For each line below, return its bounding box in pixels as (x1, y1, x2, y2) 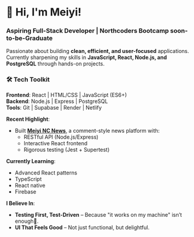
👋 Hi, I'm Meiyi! (6, 5, 82, 19)
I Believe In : (6, 199, 36, 207)
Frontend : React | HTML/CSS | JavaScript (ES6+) (6, 91, 128, 98)
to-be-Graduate (6, 34, 53, 42)
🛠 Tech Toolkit (6, 76, 50, 84)
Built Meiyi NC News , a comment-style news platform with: (14, 127, 160, 134)
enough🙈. (14, 217, 39, 224)
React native (14, 182, 46, 189)
